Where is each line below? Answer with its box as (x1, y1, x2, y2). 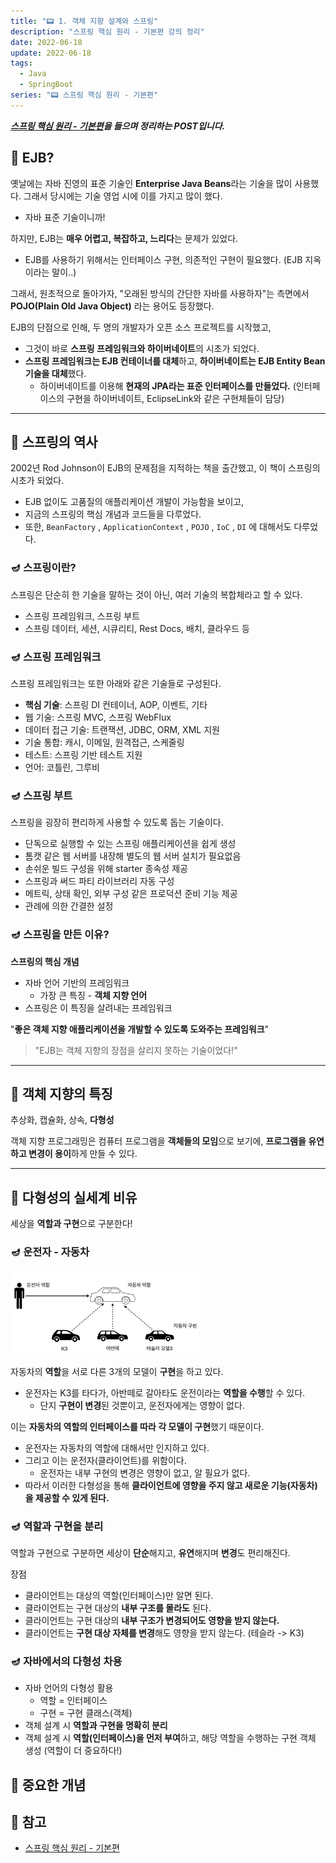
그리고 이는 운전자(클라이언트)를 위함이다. (24, 1454, 187, 1466)
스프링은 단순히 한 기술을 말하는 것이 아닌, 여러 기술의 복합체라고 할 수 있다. (10, 588, 303, 600)
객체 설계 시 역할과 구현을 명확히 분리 (24, 1720, 168, 1732)
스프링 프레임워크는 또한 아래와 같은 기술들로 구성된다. (10, 677, 222, 689)
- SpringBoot (19, 80, 74, 90)
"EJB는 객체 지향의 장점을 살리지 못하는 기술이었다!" (34, 1044, 238, 1056)
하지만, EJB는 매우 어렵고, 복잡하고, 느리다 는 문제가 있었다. (10, 232, 239, 244)
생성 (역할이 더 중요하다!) (24, 1745, 123, 1757)
